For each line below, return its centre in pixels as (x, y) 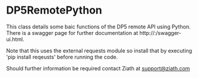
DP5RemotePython (54, 10)
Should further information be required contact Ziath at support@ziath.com (98, 68)
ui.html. (15, 39)
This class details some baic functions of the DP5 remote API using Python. (98, 27)
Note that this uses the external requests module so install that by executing (99, 50)
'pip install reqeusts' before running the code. (62, 57)
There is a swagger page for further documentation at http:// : (81, 32)
